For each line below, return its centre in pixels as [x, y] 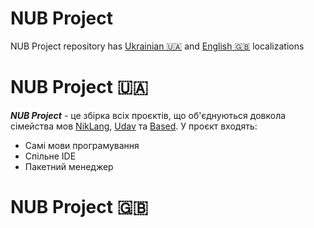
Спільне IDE [50, 156]
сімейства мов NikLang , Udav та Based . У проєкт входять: [134, 126]
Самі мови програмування [82, 145]
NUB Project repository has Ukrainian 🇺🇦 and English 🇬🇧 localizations [157, 46]
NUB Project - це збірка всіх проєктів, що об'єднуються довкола [148, 115]
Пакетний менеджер [69, 166]
